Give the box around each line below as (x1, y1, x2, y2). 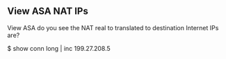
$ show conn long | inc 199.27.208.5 (7, 44, 111, 52)
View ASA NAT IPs (7, 5, 88, 17)
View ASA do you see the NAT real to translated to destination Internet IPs (7, 23, 219, 32)
